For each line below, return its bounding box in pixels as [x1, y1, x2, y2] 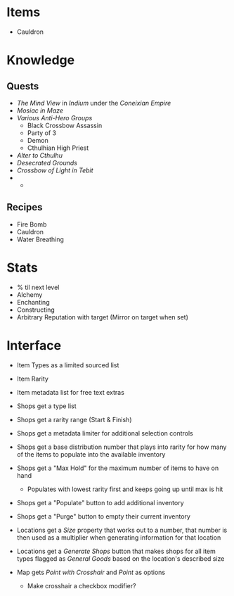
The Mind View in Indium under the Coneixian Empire [16, 99, 171, 107]
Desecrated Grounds [16, 158, 78, 167]
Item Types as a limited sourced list [16, 360, 119, 369]
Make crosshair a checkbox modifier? [27, 581, 136, 590]
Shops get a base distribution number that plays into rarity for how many [16, 443, 227, 451]
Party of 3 [27, 128, 57, 137]
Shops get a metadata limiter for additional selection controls [16, 429, 194, 437]
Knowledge [6, 52, 75, 68]
